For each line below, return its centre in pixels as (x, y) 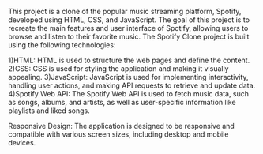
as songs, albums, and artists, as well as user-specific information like (122, 102)
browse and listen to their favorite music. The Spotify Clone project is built (129, 36)
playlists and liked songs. (49, 111)
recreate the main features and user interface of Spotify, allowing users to (128, 28)
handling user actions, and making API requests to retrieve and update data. (132, 85)
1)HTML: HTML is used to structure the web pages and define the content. (129, 60)
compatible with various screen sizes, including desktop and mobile (118, 134)
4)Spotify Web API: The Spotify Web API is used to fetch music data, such (129, 94)
